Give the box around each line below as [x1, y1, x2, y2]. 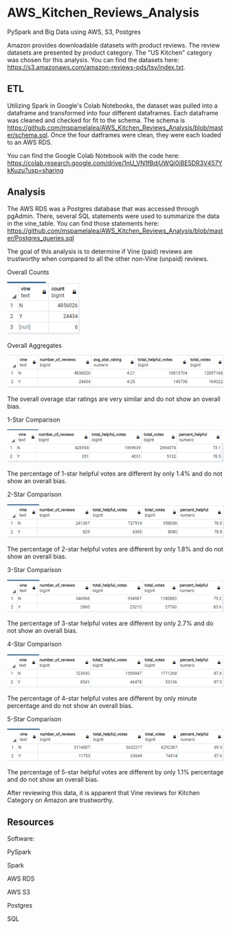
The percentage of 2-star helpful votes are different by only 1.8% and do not [7, 545, 223, 554]
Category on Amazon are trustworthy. [7, 796, 114, 805]
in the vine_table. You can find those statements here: [7, 219, 159, 227]
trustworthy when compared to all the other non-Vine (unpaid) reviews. [7, 254, 209, 263]
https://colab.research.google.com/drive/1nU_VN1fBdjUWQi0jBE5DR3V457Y [7, 159, 223, 167]
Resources [7, 816, 54, 828]
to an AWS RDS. [7, 138, 53, 146]
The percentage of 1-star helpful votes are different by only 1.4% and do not [7, 469, 223, 478]
